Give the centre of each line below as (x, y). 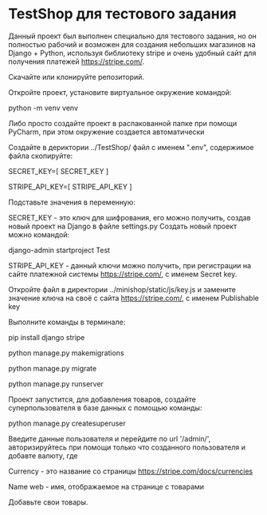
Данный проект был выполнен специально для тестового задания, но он (132, 36)
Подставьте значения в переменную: (72, 202)
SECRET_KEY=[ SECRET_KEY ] (59, 171)
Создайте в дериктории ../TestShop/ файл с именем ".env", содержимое (131, 147)
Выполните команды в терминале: (67, 322)
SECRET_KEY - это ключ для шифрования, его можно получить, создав (130, 217)
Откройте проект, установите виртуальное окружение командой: (120, 92)
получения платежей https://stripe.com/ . (77, 61)
